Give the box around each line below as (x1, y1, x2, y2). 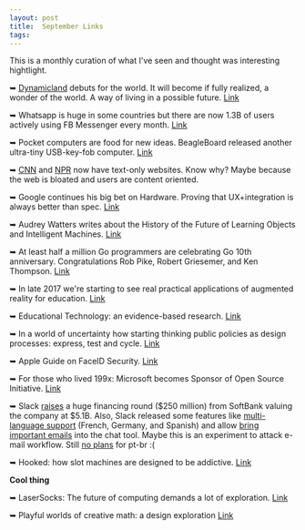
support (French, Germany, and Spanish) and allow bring (46, 420, 259, 431)
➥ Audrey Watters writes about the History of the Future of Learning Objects (9, 219, 296, 230)
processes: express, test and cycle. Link (9, 338, 160, 349)
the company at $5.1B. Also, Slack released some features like (9, 411, 242, 422)
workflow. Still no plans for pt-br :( (26, 439, 156, 451)
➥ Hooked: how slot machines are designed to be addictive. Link (9, 457, 252, 468)
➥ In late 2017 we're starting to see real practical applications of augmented (9, 283, 294, 294)
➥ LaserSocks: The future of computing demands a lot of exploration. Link (9, 493, 289, 504)
